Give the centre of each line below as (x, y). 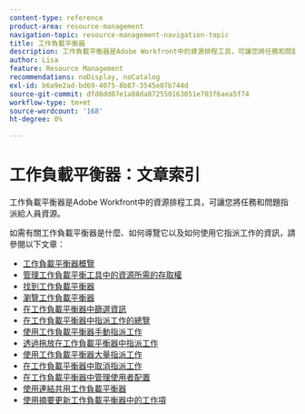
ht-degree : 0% (36, 119)
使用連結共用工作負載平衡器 (74, 389)
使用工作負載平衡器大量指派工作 (82, 355)
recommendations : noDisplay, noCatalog (85, 77)
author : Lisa (34, 60)
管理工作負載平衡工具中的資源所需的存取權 (102, 275)
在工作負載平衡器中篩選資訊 (74, 309)
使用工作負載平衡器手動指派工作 (82, 332)
